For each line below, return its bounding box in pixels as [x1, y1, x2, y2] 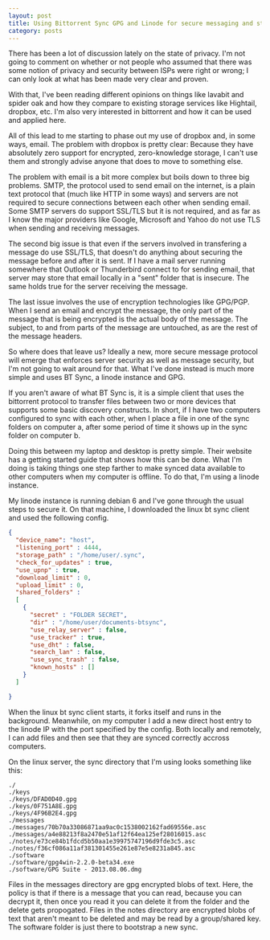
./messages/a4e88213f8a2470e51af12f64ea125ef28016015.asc [8, 830, 207, 838]
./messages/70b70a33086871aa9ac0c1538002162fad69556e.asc [8, 823, 207, 832]
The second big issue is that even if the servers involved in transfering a [8, 239, 247, 249]
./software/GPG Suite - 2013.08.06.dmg [8, 865, 142, 873]
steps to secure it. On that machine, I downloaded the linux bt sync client [8, 505, 250, 514]
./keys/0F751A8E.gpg [8, 802, 78, 810]
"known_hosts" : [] [29, 664, 95, 672]
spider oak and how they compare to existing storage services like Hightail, [8, 98, 257, 108]
